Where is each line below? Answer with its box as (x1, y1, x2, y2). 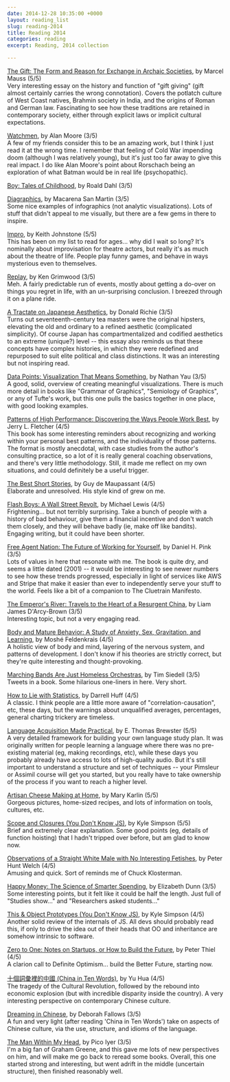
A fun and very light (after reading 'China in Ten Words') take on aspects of (7, 1017, 220, 1026)
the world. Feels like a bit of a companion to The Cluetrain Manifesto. (7, 586, 202, 595)
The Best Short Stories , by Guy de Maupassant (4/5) (7, 480, 156, 487)
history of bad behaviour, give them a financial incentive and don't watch (7, 515, 214, 523)
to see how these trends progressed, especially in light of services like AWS (7, 572, 222, 580)
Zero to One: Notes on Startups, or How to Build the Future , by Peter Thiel (7, 946, 216, 953)
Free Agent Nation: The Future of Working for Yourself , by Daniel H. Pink (7, 543, 211, 551)
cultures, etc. (7, 806, 45, 814)
